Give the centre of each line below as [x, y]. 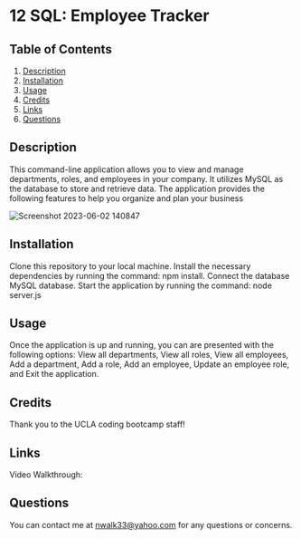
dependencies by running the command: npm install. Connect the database [150, 275]
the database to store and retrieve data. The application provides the [137, 188]
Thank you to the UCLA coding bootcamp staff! [97, 424]
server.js [26, 294]
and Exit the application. [54, 374]
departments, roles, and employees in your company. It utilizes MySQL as [146, 178]
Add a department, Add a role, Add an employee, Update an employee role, [150, 364]
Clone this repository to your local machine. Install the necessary [130, 266]
